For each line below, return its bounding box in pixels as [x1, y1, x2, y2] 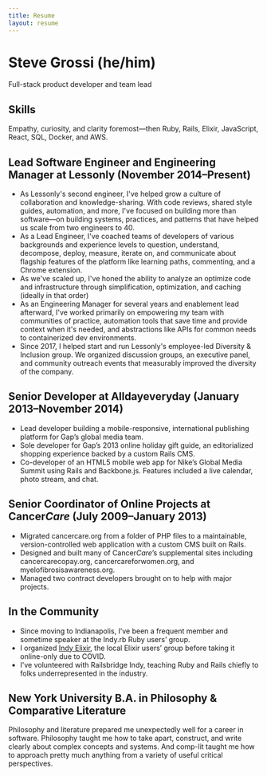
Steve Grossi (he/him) [8, 53, 156, 72]
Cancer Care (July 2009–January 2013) [8, 510, 207, 523]
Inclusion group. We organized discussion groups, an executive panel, [19, 350, 251, 359]
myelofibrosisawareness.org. [19, 565, 116, 574]
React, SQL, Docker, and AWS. [8, 132, 108, 142]
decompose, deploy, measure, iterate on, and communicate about [19, 249, 237, 258]
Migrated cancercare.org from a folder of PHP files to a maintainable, [19, 531, 247, 540]
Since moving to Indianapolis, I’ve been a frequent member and [19, 626, 229, 636]
